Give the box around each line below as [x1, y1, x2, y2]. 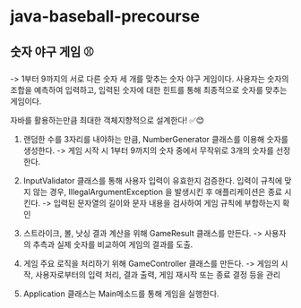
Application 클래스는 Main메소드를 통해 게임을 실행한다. [22, 288, 219, 299]
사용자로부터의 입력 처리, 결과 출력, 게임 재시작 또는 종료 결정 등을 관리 [35, 269, 281, 279]
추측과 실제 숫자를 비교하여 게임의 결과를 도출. [32, 239, 193, 250]
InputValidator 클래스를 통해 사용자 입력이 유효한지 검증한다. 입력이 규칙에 [22, 175, 283, 185]
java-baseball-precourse [10, 6, 201, 27]
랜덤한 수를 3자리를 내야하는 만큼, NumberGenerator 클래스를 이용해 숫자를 [22, 134, 289, 144]
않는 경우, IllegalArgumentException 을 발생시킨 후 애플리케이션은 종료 [32, 186, 283, 197]
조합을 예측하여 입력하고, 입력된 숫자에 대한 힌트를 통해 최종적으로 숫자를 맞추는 [10, 85, 288, 95]
